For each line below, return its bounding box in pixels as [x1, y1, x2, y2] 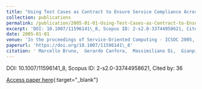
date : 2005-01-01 [6, 31, 50, 37]
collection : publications [6, 14, 71, 20]
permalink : [6, 20, 34, 26]
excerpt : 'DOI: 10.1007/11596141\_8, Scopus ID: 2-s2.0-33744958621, [6, 25, 185, 32]
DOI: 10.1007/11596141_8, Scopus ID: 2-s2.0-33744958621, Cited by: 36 [6, 64, 183, 72]
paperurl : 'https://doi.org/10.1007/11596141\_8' [6, 43, 133, 49]
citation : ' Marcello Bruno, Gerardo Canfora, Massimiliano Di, [6, 48, 176, 54]
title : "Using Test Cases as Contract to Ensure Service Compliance [6, 8, 182, 15]
